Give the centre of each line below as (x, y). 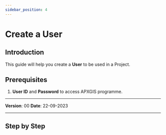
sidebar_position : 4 (26, 10)
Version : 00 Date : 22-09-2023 (37, 106)
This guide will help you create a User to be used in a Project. (68, 64)
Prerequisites (26, 80)
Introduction (25, 52)
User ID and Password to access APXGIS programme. (67, 91)
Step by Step (25, 126)
